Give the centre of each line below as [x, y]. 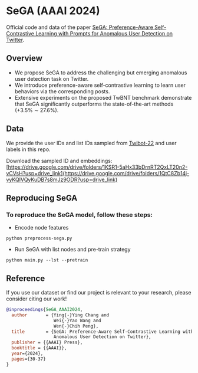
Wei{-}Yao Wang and [77, 320]
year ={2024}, [27, 354]
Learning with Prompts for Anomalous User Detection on [104, 33]
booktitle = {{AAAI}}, [39, 348]
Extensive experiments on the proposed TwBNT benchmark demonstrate [103, 97]
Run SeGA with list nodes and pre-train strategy [72, 250]
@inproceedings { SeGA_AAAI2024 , [44, 310]
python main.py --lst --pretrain [47, 260]
